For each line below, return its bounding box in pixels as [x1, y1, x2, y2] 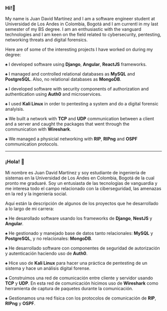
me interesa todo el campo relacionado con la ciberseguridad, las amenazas [5, 185, 162, 191]
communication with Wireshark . [5, 126, 71, 132]
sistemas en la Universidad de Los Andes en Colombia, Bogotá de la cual [5, 175, 155, 181]
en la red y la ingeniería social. [5, 191, 68, 197]
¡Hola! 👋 [5, 158, 25, 165]
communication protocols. [5, 141, 59, 147]
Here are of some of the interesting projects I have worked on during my [5, 47, 153, 53]
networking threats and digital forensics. [5, 37, 88, 43]
